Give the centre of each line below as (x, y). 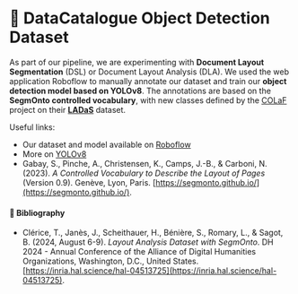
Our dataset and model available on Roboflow (106, 144)
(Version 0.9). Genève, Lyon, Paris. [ (89, 182)
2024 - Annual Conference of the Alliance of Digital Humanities (139, 252)
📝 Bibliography (37, 212)
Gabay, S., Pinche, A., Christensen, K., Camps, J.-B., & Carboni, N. (145, 163)
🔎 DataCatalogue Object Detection (140, 18)
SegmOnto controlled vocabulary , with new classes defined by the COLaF (148, 100)
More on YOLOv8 (54, 154)
